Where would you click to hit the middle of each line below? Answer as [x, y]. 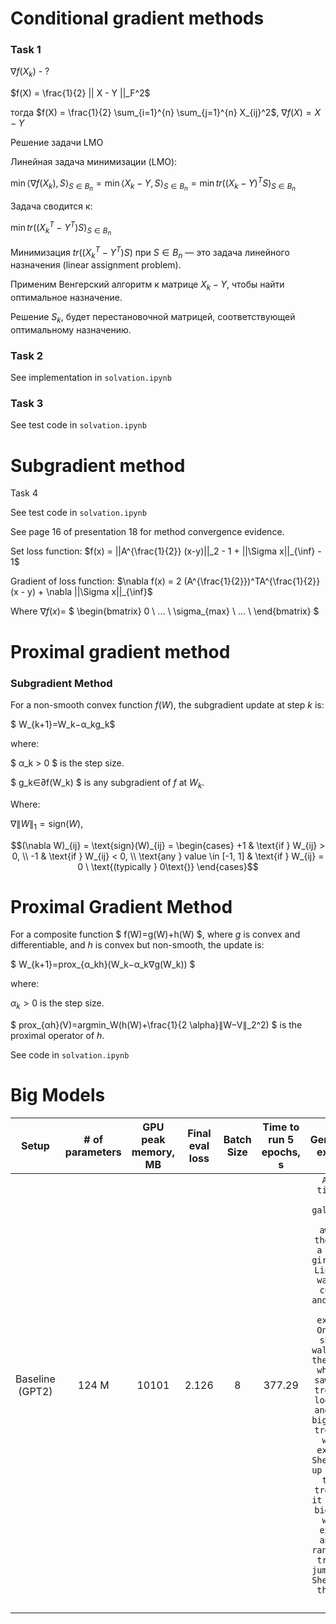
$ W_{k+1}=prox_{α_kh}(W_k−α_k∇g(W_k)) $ [103, 964]
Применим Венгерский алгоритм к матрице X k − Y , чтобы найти [147, 285]
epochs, [281, 1152]
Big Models [58, 1095]
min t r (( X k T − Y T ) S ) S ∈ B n [61, 228]
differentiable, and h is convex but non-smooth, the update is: [137, 945]
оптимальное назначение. [66, 298]
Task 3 [27, 404]
